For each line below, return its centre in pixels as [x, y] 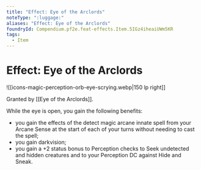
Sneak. [24, 161]
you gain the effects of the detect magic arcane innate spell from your [103, 122]
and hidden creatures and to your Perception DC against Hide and [98, 155]
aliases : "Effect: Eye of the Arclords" [59, 23]
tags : [13, 35]
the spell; [27, 135]
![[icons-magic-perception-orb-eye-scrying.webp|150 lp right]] [86, 87]
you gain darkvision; [41, 142]
